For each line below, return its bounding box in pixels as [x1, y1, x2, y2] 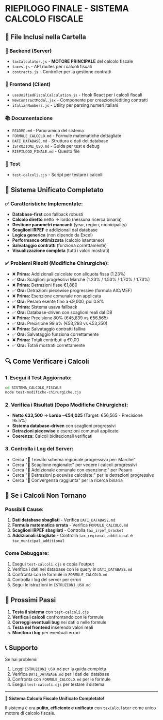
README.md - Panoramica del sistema [12, 128, 84, 134]
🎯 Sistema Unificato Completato [5, 186, 104, 194]
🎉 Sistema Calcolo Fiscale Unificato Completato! [5, 696, 105, 701]
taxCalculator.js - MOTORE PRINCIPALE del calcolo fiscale [12, 58, 133, 64]
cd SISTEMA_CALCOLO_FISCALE [5, 386, 62, 390]
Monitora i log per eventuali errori [12, 629, 80, 635]
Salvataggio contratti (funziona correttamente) [12, 242, 107, 249]
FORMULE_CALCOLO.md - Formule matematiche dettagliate [12, 133, 122, 139]
